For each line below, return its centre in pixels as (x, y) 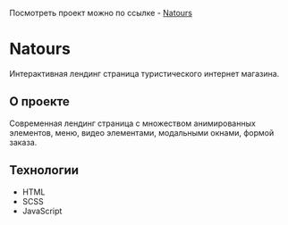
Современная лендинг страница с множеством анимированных (133, 123)
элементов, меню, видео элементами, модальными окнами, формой (142, 132)
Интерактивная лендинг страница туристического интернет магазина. (144, 73)
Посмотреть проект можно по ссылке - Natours (101, 13)
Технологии (44, 170)
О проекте (39, 102)
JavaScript (42, 211)
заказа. (23, 142)
